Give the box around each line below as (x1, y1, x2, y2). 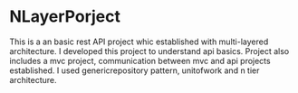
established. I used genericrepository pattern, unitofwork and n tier (9, 65, 260, 76)
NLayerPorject (9, 6, 120, 27)
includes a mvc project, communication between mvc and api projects (9, 55, 271, 66)
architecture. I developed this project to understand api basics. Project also (9, 45, 290, 56)
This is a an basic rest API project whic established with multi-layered (9, 36, 269, 47)
